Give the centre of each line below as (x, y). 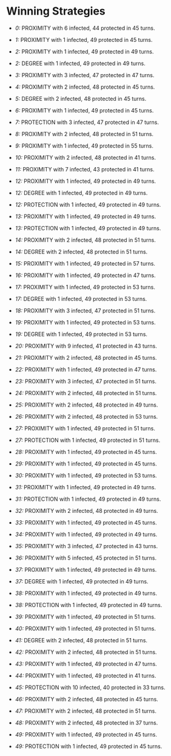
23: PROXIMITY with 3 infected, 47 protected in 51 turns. (85, 381)
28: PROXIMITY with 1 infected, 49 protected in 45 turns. (86, 452)
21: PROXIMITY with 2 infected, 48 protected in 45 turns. (86, 357)
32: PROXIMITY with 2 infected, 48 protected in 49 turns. (87, 510)
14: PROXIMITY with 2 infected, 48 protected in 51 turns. (85, 240)
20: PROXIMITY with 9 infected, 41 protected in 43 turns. (86, 346)
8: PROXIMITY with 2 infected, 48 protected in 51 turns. (84, 134)
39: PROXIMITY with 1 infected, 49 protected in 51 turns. (85, 617)
